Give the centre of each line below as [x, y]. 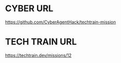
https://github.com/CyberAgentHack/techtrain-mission [60, 22]
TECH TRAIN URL [41, 42]
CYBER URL [29, 9]
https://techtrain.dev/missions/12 [38, 55]
